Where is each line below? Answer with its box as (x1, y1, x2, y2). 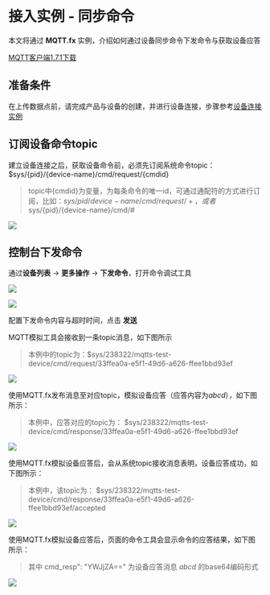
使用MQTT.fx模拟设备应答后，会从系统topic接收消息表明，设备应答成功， (8, 458, 252, 468)
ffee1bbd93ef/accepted (27, 503, 106, 513)
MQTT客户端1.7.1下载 (8, 52, 77, 62)
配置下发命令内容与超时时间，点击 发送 (8, 316, 137, 325)
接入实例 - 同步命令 (8, 7, 135, 26)
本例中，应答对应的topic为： (27, 418, 123, 428)
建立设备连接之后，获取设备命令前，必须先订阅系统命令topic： (8, 160, 215, 170)
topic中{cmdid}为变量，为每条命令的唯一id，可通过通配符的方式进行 (27, 186, 254, 196)
